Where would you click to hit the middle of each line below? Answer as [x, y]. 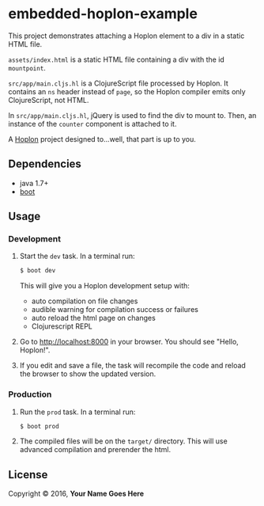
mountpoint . [27, 67]
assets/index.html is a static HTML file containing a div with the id [117, 59]
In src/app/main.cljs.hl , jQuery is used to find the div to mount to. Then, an [132, 115]
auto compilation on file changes [85, 301]
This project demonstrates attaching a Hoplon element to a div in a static [126, 36]
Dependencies [45, 164]
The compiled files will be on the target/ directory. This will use [123, 441]
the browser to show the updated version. [88, 374]
